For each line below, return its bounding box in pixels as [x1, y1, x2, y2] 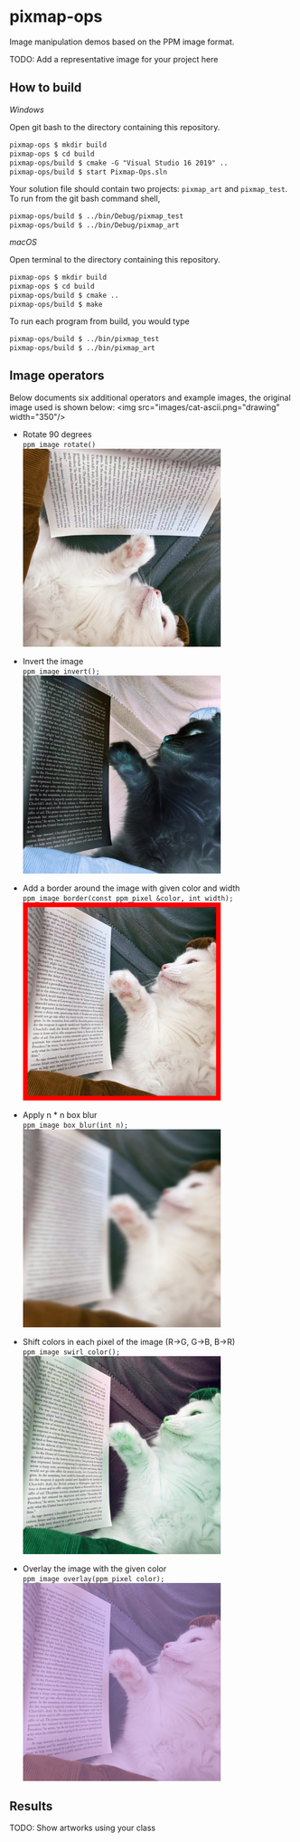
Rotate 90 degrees [22, 428, 92, 440]
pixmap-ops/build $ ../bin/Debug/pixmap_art [9, 220, 180, 230]
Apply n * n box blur [22, 1109, 98, 1120]
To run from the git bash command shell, [9, 193, 161, 204]
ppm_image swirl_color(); [22, 1347, 120, 1357]
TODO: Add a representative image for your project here [9, 53, 219, 64]
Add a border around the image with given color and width [22, 883, 240, 893]
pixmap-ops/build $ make [9, 300, 103, 309]
